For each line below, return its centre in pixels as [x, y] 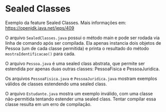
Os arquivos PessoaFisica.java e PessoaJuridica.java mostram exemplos [81, 78]
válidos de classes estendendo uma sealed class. [56, 84]
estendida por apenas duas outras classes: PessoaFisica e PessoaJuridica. [82, 69]
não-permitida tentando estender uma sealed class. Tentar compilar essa [81, 99]
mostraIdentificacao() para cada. [40, 54]
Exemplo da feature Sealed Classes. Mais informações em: [66, 23]
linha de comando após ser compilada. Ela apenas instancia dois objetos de [83, 43]
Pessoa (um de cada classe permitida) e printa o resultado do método [77, 48]
